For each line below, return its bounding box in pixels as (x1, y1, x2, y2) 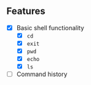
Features (6, 5, 45, 17)
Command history (16, 70, 68, 78)
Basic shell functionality (16, 23, 84, 32)
